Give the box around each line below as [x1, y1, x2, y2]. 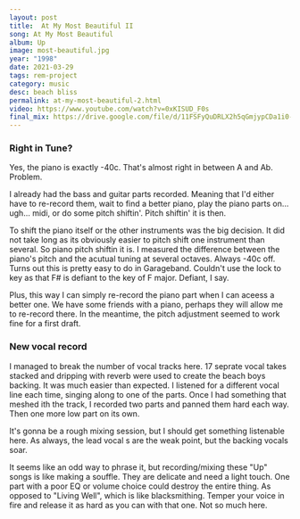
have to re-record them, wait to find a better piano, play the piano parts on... [9, 198, 289, 210]
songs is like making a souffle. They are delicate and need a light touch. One [9, 471, 290, 482]
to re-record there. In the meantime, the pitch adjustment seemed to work [9, 309, 280, 319]
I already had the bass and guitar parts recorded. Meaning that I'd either [9, 189, 275, 200]
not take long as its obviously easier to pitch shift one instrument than [9, 235, 265, 245]
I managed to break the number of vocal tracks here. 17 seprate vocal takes [9, 360, 287, 371]
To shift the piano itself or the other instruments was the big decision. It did [9, 225, 286, 236]
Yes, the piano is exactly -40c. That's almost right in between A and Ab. [9, 162, 274, 173]
